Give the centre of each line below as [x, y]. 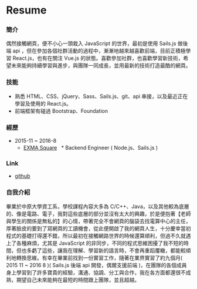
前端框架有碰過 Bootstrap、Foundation [61, 111]
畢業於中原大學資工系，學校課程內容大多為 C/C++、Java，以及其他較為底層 [98, 206]
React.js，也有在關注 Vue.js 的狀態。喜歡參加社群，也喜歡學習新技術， [98, 58]
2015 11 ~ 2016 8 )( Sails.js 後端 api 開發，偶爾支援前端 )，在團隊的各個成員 [96, 265]
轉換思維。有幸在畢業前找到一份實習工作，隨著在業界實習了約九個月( [99, 258]
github [22, 176]
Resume [26, 10]
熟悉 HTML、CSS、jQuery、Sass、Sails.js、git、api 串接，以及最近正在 [101, 96]
